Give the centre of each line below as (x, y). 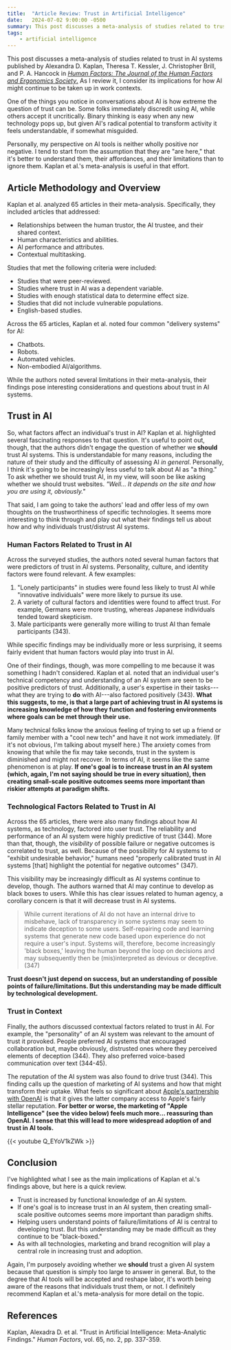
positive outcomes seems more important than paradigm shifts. (123, 1215)
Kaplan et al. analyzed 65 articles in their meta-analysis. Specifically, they (111, 204)
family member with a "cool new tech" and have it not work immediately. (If (113, 738)
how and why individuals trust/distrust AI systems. (78, 526)
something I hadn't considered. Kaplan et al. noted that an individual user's (113, 673)
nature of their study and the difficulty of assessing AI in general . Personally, (115, 462)
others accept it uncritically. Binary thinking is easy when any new (101, 116)
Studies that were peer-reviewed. (64, 281)
